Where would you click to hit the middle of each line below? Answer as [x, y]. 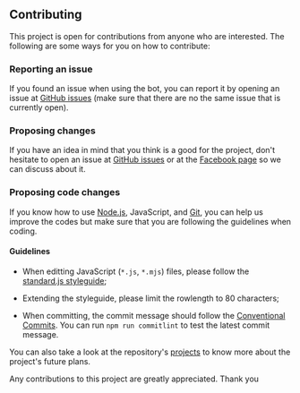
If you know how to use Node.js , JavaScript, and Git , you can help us [137, 212]
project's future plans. [50, 361]
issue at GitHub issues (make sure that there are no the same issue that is [145, 98]
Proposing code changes [65, 192]
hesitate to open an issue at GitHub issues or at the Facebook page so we [146, 159]
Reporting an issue [51, 69]
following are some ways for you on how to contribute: [110, 46]
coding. [23, 231]
